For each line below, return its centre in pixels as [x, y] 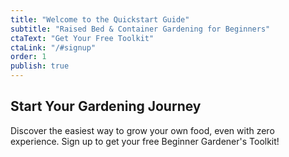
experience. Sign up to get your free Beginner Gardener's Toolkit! [145, 141]
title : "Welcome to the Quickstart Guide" [100, 19]
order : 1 [28, 57]
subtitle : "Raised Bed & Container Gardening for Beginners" [140, 29]
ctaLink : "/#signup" [53, 47]
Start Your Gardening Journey [106, 106]
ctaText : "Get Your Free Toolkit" [82, 38]
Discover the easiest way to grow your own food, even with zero [142, 130]
